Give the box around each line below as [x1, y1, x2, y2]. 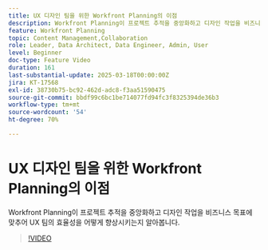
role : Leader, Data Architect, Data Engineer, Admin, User [8, 42, 209, 50]
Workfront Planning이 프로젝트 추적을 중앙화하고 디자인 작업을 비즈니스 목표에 [8, 207, 253, 216]
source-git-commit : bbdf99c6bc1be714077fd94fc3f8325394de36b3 [8, 93, 219, 101]
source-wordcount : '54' [8, 109, 88, 117]
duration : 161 [8, 64, 56, 72]
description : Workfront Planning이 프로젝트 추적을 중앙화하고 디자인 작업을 [8, 19, 241, 27]
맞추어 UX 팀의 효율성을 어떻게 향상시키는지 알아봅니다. [8, 217, 180, 227]
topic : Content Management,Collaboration [8, 34, 148, 42]
